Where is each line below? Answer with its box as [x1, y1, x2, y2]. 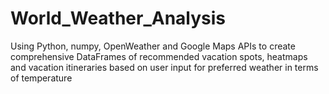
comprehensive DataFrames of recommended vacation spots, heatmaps [10, 50, 308, 62]
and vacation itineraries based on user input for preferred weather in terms [10, 61, 319, 73]
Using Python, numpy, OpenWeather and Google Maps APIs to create [10, 40, 296, 52]
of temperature [10, 72, 73, 84]
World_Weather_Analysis [10, 7, 227, 30]
